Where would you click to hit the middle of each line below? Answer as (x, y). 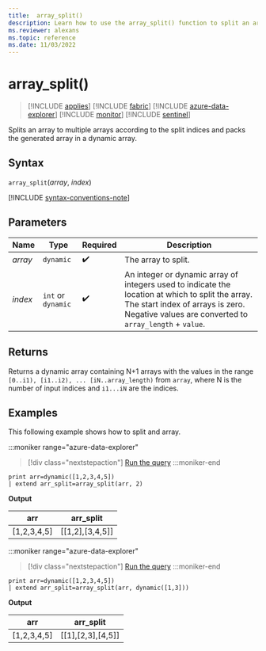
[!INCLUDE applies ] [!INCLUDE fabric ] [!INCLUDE (108, 106)
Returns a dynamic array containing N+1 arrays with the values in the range (131, 371)
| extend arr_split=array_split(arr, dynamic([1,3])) (99, 588)
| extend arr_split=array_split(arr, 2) (76, 484)
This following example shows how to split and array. (95, 432)
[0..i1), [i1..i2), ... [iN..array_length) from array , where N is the (125, 379)
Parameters (38, 223)
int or (54, 295)
